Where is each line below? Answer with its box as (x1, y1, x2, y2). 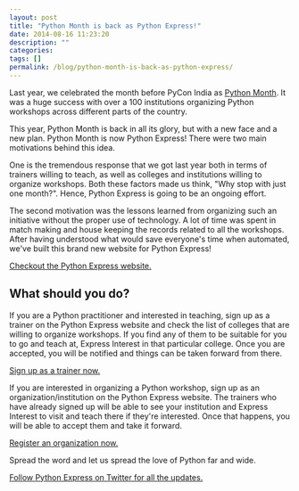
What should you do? (9, 286, 130, 301)
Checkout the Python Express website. (9, 260, 152, 271)
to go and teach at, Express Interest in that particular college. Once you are (9, 338, 286, 348)
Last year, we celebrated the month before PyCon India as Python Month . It (9, 86, 287, 98)
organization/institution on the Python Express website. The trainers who (9, 391, 277, 402)
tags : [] (9, 54, 42, 63)
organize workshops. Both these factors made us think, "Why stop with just (9, 178, 287, 189)
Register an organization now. (9, 438, 119, 448)
